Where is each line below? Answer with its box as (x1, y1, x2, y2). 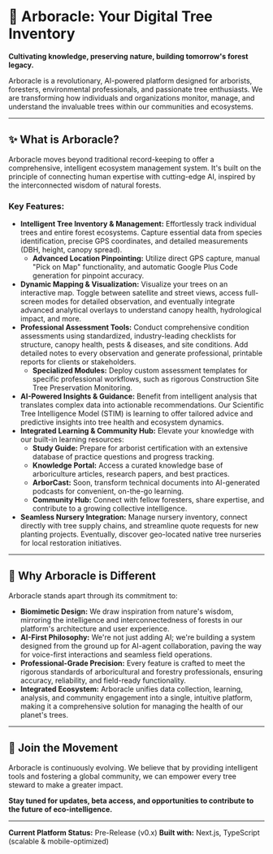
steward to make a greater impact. (8, 779, 123, 790)
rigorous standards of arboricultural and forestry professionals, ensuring (19, 666, 263, 676)
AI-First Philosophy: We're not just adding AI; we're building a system (19, 632, 256, 642)
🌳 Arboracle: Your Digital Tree (8, 7, 213, 26)
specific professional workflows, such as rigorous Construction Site (32, 374, 259, 384)
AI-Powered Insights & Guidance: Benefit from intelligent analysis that (19, 391, 258, 401)
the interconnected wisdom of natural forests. (8, 180, 162, 190)
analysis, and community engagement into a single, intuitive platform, (19, 692, 253, 702)
